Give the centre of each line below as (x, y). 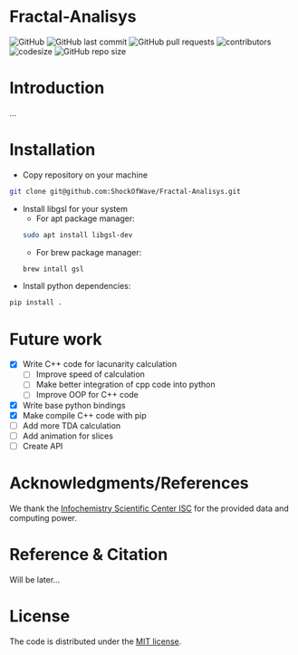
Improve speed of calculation (90, 374)
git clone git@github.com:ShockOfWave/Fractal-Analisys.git (125, 191)
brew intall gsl (53, 269)
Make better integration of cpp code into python (125, 385)
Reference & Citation (89, 554)
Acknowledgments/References (129, 483)
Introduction (57, 88)
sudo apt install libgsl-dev (77, 235)
